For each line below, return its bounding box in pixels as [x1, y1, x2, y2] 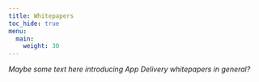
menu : [8, 27, 27, 35]
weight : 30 [23, 42, 60, 50]
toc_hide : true [8, 19, 60, 28]
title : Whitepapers [8, 11, 74, 20]
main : [15, 34, 35, 43]
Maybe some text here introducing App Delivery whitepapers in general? [8, 64, 251, 74]
